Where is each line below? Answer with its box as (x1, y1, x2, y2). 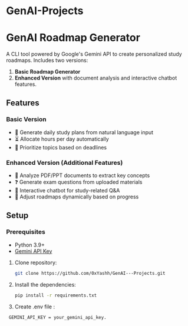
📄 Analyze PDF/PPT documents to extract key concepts (14, 172, 150, 179)
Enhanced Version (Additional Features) (6, 158, 123, 167)
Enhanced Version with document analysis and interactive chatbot (14, 75, 177, 82)
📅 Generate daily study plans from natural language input (14, 128, 154, 136)
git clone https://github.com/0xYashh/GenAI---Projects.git (14, 270, 166, 276)
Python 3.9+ (14, 241, 45, 248)
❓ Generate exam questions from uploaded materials (14, 178, 143, 186)
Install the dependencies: (14, 281, 77, 288)
